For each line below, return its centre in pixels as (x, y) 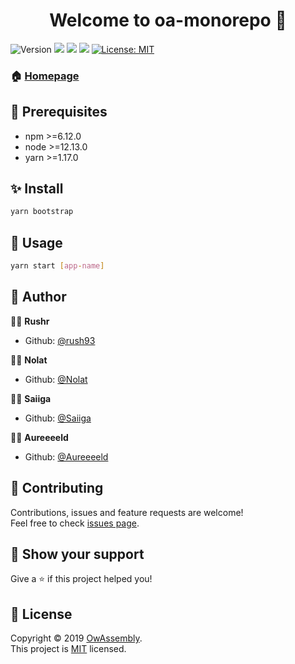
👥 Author (38, 297)
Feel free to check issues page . (75, 523)
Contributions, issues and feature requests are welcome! (127, 512)
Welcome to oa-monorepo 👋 (168, 20)
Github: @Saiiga (58, 418)
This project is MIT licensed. (68, 649)
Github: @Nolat (56, 379)
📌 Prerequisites (59, 112)
